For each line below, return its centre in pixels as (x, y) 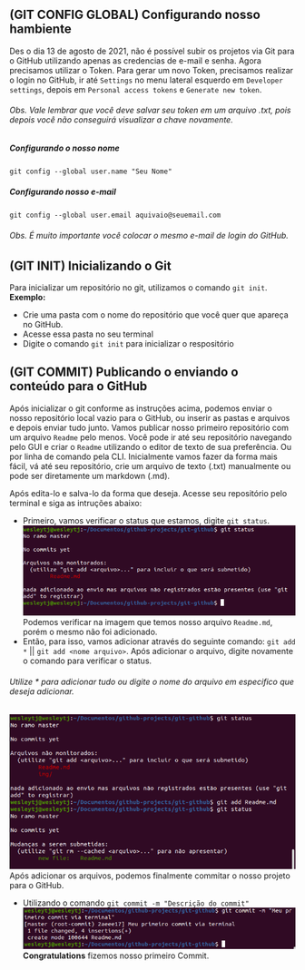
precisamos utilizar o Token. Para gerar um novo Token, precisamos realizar (151, 70)
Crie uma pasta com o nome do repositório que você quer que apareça (155, 314)
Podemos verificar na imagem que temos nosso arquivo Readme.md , (148, 622)
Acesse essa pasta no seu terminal (88, 334)
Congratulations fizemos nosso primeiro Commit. (116, 955)
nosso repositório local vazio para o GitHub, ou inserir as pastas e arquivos (150, 417)
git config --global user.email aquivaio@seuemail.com (115, 216)
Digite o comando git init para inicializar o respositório (128, 343)
